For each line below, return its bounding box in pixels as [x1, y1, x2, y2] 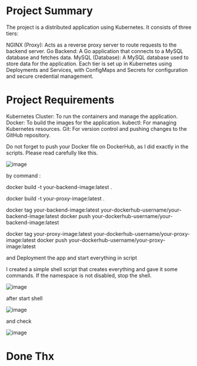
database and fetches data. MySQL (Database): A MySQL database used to [6, 54, 189, 61]
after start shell [6, 295, 43, 302]
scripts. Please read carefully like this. [6, 149, 98, 156]
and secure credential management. [6, 72, 94, 80]
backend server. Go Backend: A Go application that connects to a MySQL [6, 47, 183, 54]
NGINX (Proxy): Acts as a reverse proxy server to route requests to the [6, 41, 177, 48]
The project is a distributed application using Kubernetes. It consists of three [6, 24, 192, 31]
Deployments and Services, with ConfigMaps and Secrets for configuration [6, 66, 188, 73]
